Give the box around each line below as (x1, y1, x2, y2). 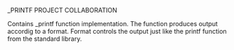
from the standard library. (7, 35, 83, 43)
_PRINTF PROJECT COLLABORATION (7, 6, 117, 14)
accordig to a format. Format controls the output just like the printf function (7, 27, 228, 35)
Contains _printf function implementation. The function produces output (7, 20, 218, 27)
